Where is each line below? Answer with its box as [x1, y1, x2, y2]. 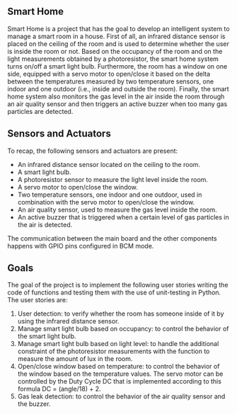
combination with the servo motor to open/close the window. [17, 197, 195, 206]
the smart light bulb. [17, 332, 76, 340]
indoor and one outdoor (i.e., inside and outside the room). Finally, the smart [7, 84, 229, 93]
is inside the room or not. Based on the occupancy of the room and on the [7, 47, 223, 55]
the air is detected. [17, 220, 73, 229]
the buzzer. [17, 400, 51, 408]
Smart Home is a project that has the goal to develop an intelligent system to [7, 24, 230, 33]
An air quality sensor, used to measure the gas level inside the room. [17, 205, 217, 214]
